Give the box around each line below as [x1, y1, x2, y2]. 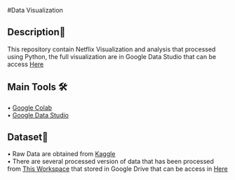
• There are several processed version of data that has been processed [7, 157, 214, 166]
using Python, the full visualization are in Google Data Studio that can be [7, 52, 216, 60]
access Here [7, 60, 44, 68]
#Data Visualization [7, 6, 63, 14]
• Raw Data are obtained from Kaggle [7, 150, 116, 158]
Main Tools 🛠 [7, 81, 68, 94]
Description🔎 [7, 26, 66, 38]
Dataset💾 [7, 131, 49, 143]
